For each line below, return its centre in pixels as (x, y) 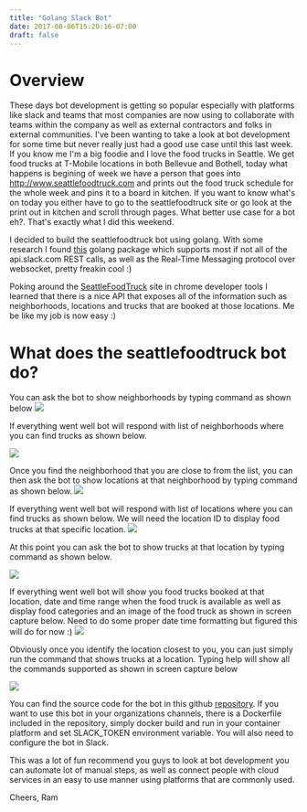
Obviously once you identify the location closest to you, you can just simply (152, 649)
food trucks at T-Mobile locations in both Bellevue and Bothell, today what (148, 164)
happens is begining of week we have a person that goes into (125, 174)
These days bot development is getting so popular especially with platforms (152, 105)
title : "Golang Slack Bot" (61, 18)
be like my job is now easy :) (63, 315)
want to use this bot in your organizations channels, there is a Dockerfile (145, 713)
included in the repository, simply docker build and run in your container (145, 723)
